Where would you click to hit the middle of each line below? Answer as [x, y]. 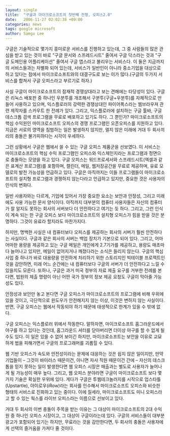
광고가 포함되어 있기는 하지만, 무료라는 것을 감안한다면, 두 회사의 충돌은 [76, 422]
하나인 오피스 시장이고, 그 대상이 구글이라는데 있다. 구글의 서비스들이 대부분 [90, 415]
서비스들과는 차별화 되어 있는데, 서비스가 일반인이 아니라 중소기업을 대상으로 [86, 68]
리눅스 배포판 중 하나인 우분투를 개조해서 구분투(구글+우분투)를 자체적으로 [83, 98]
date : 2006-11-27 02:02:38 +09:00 [44, 19]
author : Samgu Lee [25, 34]
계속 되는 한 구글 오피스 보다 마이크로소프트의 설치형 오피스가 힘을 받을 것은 [85, 215]
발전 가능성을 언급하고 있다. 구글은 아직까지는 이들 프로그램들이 [81, 172]
